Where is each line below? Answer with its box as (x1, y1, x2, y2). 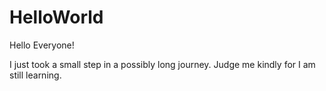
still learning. (9, 69, 62, 81)
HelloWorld (9, 6, 104, 29)
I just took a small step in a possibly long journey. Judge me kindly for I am (9, 58, 316, 70)
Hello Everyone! (9, 39, 75, 51)
